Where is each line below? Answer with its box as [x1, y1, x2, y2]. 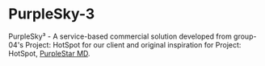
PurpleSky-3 [8, 5, 95, 23]
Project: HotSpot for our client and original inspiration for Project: [25, 39, 242, 49]
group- [233, 31, 257, 41]
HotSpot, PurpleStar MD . [8, 48, 90, 58]
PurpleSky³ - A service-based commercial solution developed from [8, 31, 232, 41]
